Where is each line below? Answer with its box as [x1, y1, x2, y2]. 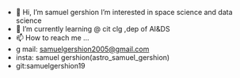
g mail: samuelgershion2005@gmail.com [15, 44, 150, 54]
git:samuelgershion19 [15, 61, 86, 70]
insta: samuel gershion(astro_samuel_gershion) [15, 53, 170, 62]
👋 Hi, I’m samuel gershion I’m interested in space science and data [15, 8, 233, 17]
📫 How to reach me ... [15, 33, 90, 43]
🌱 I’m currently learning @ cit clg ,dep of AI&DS [15, 24, 170, 33]
